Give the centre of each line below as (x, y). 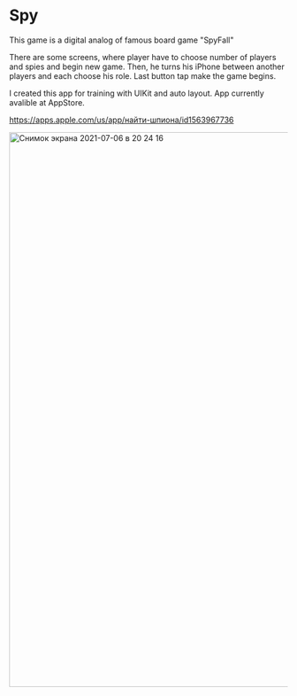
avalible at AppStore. (47, 102)
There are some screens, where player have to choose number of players (143, 57)
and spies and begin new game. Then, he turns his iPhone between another (147, 66)
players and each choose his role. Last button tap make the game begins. (143, 75)
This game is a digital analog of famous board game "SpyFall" (122, 40)
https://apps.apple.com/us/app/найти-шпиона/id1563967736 (122, 120)
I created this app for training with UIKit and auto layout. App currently (137, 93)
